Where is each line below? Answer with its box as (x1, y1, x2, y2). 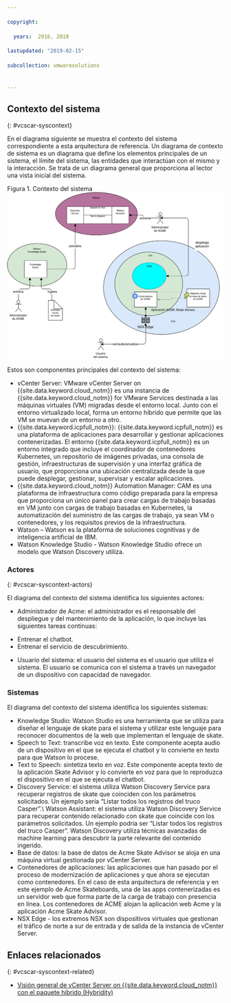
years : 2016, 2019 (13, 33, 69, 40)
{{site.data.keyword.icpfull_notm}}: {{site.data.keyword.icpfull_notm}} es (16, 423, 223, 431)
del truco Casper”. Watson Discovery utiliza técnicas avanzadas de (16, 826, 208, 835)
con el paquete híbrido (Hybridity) (16, 989, 113, 997)
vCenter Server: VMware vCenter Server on (16, 379, 142, 387)
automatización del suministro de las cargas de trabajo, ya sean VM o (16, 510, 214, 519)
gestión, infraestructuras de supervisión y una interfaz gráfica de (16, 459, 202, 468)
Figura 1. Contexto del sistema (7, 185, 93, 193)
